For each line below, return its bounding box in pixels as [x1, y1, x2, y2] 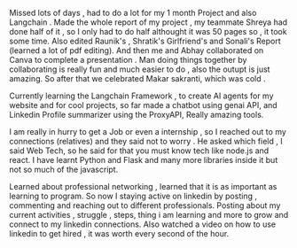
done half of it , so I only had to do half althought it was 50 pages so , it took [9, 27, 287, 36]
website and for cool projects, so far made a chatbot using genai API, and [9, 100, 277, 110]
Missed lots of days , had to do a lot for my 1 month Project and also [9, 8, 257, 18]
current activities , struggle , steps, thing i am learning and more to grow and [9, 210, 289, 220]
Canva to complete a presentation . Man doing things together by [9, 55, 247, 65]
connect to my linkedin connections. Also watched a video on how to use [9, 219, 277, 229]
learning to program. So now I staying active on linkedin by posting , [9, 190, 257, 201]
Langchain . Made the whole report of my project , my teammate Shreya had [9, 17, 288, 27]
